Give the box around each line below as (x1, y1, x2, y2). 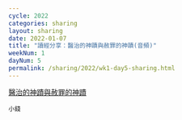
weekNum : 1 (8, 49, 45, 57)
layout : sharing (8, 27, 63, 35)
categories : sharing (8, 19, 78, 27)
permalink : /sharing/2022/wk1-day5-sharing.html (8, 64, 176, 72)
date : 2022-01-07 (8, 34, 67, 43)
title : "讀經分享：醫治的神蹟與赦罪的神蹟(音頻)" (8, 42, 157, 50)
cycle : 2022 (8, 11, 49, 20)
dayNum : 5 (8, 57, 42, 65)
